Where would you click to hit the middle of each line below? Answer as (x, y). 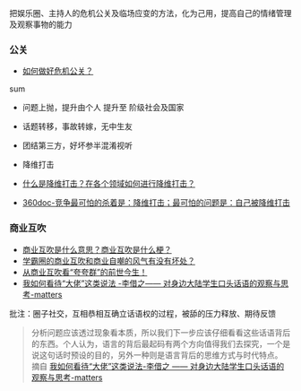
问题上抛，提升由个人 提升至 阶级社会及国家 (103, 108)
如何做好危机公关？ (58, 71)
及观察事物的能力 (41, 24)
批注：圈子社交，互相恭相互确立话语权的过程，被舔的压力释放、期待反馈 (142, 313)
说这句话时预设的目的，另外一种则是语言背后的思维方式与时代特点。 (157, 355)
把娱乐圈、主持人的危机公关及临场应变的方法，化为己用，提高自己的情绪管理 (150, 13)
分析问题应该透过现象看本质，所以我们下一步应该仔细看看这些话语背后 (161, 332)
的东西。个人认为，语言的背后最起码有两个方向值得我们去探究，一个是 (161, 343)
